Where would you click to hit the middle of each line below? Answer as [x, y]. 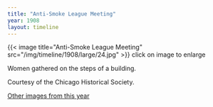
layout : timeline [33, 27]
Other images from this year [48, 96]
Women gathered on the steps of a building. [72, 69]
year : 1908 [24, 21]
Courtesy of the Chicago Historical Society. [71, 82]
